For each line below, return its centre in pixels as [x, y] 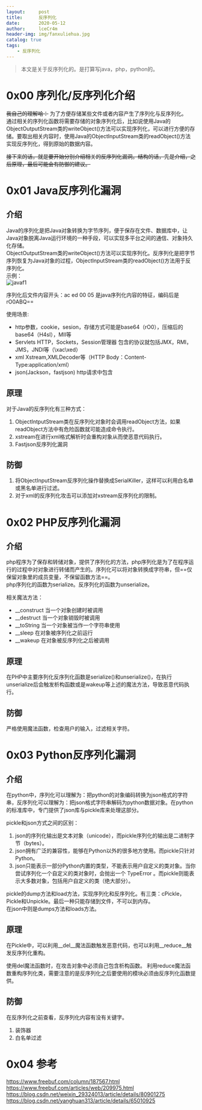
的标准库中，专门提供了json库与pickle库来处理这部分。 [74, 810]
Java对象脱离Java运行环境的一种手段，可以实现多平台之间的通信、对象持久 [100, 238]
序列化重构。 [32, 953]
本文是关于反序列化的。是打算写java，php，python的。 [89, 69]
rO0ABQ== [20, 302]
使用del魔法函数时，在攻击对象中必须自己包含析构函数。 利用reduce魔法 [96, 965]
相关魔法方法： [25, 597]
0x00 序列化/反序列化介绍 [71, 96]
